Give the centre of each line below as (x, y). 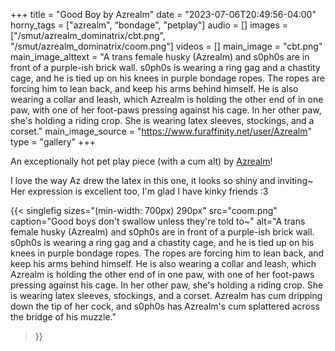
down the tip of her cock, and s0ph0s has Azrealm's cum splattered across (165, 306)
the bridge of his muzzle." (63, 317)
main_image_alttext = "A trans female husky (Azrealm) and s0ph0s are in (160, 57)
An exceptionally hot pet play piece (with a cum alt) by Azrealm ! (141, 161)
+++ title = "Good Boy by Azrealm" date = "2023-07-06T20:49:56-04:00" (163, 14)
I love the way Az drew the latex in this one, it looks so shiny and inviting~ (162, 180)
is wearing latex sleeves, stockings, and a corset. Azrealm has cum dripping (166, 295)
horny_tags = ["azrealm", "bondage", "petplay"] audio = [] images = (149, 25)
